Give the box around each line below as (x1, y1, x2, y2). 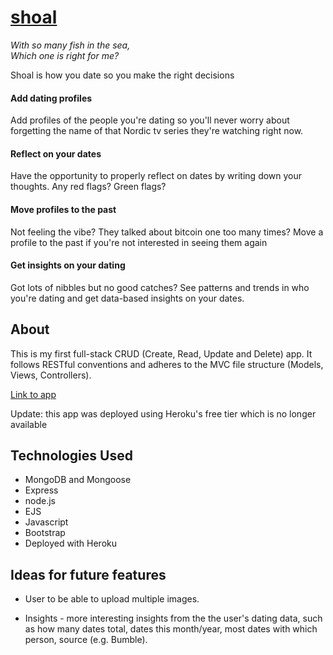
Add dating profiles (10, 92, 93, 104)
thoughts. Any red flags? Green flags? (10, 181, 167, 193)
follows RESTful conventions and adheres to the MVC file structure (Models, (10, 358, 324, 370)
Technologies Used (10, 447, 133, 464)
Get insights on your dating (10, 259, 126, 271)
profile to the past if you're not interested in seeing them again (10, 236, 268, 248)
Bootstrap (24, 527, 66, 539)
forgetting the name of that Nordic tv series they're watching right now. (10, 125, 304, 137)
